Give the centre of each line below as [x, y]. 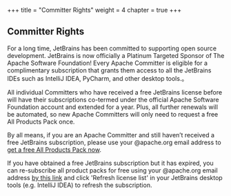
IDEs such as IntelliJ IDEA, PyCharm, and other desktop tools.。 [98, 78]
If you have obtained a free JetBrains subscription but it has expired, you [110, 163]
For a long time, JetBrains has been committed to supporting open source [112, 48]
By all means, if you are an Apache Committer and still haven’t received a [111, 135]
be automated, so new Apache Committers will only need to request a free [113, 114]
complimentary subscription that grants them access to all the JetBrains [109, 70]
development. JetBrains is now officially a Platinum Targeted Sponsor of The [116, 55]
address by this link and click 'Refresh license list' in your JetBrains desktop [115, 177]
